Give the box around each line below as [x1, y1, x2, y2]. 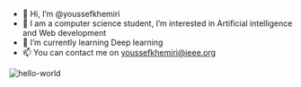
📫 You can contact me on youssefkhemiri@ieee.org [22, 48, 217, 57]
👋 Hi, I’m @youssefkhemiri [22, 9, 120, 19]
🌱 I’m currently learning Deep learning [22, 37, 164, 48]
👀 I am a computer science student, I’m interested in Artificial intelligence [22, 18, 293, 29]
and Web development [22, 28, 107, 38]
